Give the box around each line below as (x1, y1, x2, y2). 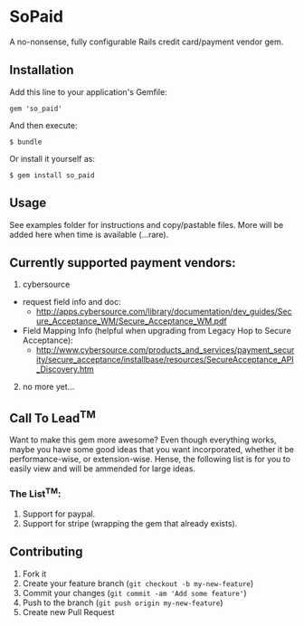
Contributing (9, 545, 83, 560)
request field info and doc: (22, 297, 121, 308)
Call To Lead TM (9, 407, 97, 426)
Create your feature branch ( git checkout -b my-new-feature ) (22, 577, 254, 589)
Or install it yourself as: (9, 153, 95, 164)
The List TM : (9, 486, 62, 500)
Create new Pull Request (22, 606, 115, 617)
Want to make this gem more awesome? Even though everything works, (9, 434, 278, 445)
